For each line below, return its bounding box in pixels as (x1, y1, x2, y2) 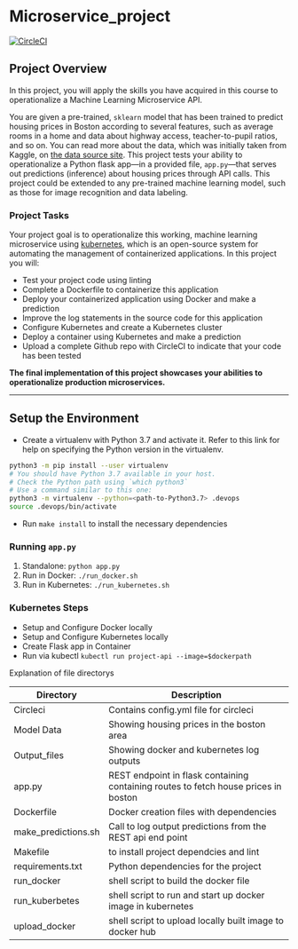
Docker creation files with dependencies (108, 805, 278, 818)
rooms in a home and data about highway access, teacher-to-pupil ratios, (9, 130, 278, 141)
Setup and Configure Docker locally (21, 621, 153, 632)
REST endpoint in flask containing (108, 769, 249, 781)
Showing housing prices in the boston (108, 717, 266, 730)
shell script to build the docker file (108, 874, 250, 887)
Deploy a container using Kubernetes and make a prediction (21, 331, 242, 343)
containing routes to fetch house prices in (108, 779, 282, 792)
